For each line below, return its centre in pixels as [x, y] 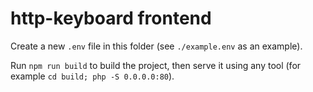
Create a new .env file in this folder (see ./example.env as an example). [156, 46]
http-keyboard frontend [111, 18]
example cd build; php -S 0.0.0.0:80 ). [92, 76]
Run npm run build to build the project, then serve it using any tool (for [156, 65]
